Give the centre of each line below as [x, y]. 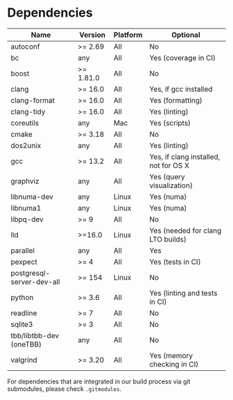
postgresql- [31, 273]
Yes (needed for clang [185, 231]
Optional [185, 35]
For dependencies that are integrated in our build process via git [99, 381]
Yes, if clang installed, [184, 156]
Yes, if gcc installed [181, 89]
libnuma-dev [32, 197]
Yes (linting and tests [183, 293]
